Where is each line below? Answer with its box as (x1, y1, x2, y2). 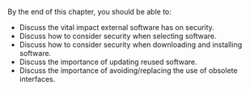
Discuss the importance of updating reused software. (19, 57, 197, 66)
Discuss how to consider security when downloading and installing (19, 40, 243, 49)
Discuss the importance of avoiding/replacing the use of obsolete (19, 66, 238, 75)
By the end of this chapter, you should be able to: (7, 7, 172, 16)
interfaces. (19, 75, 56, 84)
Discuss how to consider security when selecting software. (19, 32, 217, 41)
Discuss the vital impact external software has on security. (19, 23, 215, 32)
